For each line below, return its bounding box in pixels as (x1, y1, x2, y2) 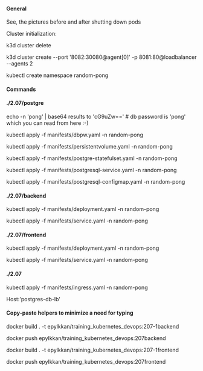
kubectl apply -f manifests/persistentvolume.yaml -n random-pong (6, 143, 173, 150)
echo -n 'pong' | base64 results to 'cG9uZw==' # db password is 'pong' (6, 113, 186, 120)
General (6, 5, 27, 12)
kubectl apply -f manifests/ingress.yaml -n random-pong (6, 284, 148, 291)
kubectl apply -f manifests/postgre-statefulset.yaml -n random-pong (6, 155, 178, 162)
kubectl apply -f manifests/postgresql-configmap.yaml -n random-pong (6, 178, 185, 185)
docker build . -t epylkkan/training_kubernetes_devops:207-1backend (6, 323, 179, 330)
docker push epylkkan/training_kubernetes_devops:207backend (6, 334, 166, 342)
